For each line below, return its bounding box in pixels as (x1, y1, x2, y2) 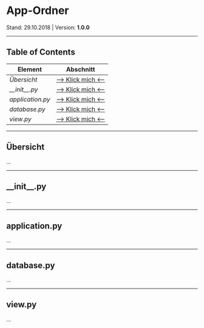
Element (17, 65, 42, 73)
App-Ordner (6, 4, 69, 18)
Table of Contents (6, 47, 76, 58)
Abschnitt (66, 65, 95, 73)
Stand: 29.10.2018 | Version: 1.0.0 (6, 24, 90, 31)
